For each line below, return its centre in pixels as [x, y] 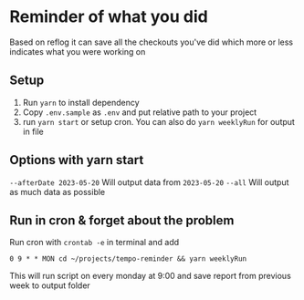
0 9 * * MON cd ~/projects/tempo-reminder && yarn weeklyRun [128, 259]
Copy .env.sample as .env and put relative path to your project [140, 112]
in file [33, 131]
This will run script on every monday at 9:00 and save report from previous [151, 276]
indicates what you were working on [78, 51]
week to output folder [50, 285]
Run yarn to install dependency [81, 102]
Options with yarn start [77, 160]
